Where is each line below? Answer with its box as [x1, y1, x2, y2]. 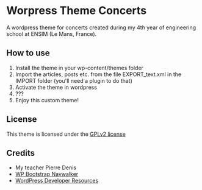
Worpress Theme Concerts [6, 4, 147, 18]
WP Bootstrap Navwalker [15, 171, 79, 178]
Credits [6, 147, 35, 158]
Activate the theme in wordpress [15, 83, 98, 91]
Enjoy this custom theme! [15, 96, 79, 104]
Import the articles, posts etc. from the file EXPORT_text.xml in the [15, 71, 182, 78]
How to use [6, 48, 50, 58]
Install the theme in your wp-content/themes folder [15, 64, 143, 71]
